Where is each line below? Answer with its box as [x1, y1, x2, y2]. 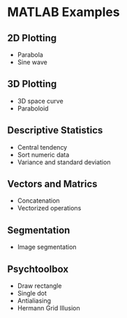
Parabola [17, 50, 43, 59]
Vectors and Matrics [7, 178, 98, 190]
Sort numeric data [17, 150, 70, 159]
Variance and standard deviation [17, 158, 111, 166]
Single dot [17, 289, 47, 298]
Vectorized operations [17, 204, 82, 212]
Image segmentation [17, 243, 77, 252]
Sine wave [17, 58, 47, 66]
